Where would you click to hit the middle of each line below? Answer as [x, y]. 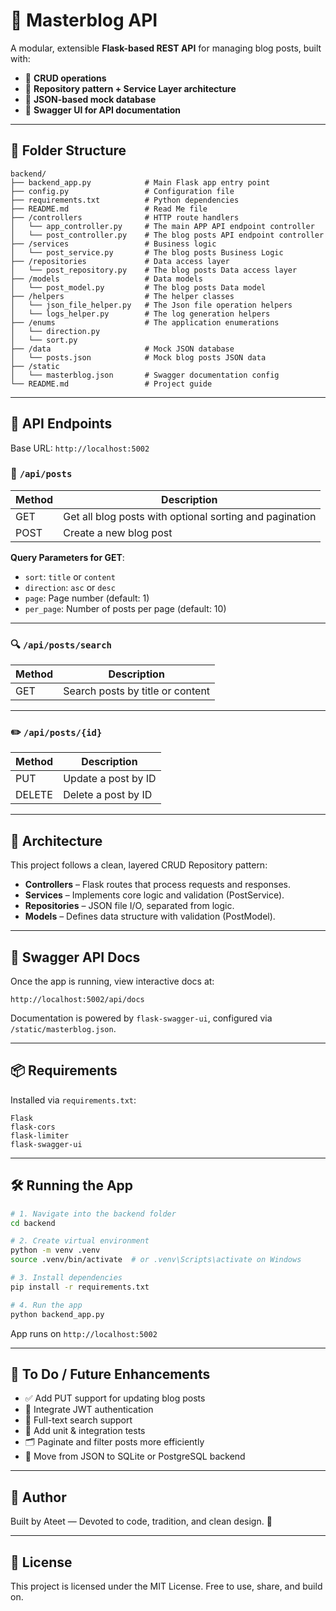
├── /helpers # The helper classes [122, 296]
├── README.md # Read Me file [109, 209]
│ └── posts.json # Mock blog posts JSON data [138, 357]
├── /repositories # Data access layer [120, 261]
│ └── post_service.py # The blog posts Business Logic [147, 252]
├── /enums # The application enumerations [145, 322]
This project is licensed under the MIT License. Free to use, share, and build [166, 1586]
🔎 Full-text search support [78, 1420]
